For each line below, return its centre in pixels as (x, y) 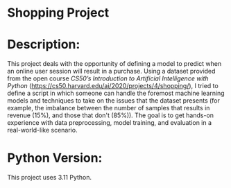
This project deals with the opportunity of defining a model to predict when (114, 64)
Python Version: (55, 158)
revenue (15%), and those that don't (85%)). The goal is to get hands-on (110, 115)
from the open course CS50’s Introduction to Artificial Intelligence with (108, 78)
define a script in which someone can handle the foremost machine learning (116, 93)
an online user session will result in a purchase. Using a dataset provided (111, 71)
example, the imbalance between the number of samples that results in (109, 108)
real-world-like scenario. (42, 130)
